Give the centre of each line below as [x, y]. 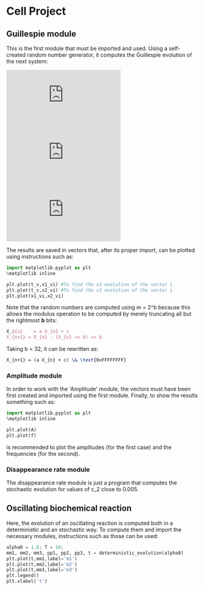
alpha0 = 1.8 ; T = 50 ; [35, 547]
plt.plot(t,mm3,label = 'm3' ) [42, 570]
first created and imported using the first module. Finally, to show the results [102, 395]
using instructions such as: [40, 257]
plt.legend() [23, 576]
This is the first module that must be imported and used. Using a [87, 48]
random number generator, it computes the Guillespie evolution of [110, 55]
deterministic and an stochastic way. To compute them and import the [94, 530]
